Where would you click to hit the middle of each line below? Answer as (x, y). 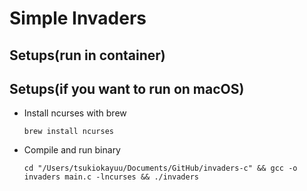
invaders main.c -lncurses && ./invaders (111, 177)
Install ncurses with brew (75, 113)
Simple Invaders (78, 18)
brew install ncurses (68, 132)
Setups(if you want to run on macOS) (127, 88)
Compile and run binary (72, 150)
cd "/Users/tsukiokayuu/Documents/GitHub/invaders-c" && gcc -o (160, 168)
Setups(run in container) (87, 55)
